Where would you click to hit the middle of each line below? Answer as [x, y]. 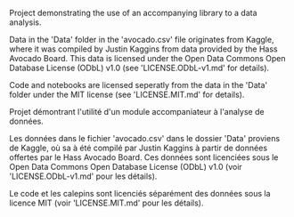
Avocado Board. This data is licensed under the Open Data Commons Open [148, 58]
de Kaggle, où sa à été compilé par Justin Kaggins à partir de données [139, 148]
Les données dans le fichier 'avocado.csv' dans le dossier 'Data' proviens [145, 138]
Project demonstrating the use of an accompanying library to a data [133, 13]
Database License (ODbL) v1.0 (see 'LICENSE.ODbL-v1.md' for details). [139, 68]
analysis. [25, 22]
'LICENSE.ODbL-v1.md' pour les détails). [83, 176]
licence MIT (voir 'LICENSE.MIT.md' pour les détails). [106, 203]
